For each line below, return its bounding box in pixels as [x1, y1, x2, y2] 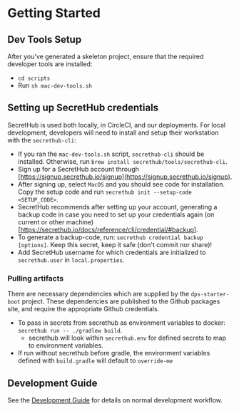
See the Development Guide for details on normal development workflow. [7, 395, 223, 404]
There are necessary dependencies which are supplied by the [7, 290, 190, 298]
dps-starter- [190, 291, 230, 298]
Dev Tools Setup [7, 33, 82, 46]
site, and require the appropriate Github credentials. [7, 305, 160, 313]
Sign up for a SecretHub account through [17, 165, 139, 173]
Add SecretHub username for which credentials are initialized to [17, 248, 206, 256]
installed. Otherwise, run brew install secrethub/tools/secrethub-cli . [17, 157, 228, 165]
